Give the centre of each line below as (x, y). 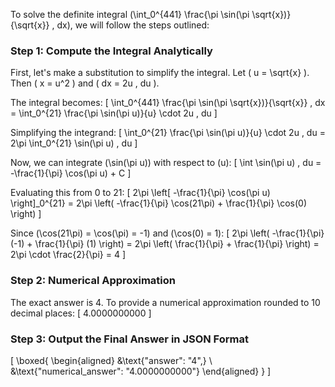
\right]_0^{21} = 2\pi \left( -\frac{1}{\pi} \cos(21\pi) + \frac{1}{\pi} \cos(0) (159, 203)
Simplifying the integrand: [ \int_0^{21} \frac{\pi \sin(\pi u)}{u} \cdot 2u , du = (168, 133)
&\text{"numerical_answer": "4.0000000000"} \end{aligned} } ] (141, 371)
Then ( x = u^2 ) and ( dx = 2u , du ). (85, 83)
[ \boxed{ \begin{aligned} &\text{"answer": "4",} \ (111, 360)
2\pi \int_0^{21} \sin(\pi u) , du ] (74, 143)
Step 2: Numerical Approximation (93, 281)
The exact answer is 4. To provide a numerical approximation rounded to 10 (165, 302)
